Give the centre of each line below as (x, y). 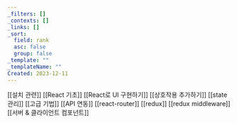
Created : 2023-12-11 (38, 73)
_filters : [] (27, 14)
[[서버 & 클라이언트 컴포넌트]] (48, 112)
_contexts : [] (28, 21)
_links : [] (23, 27)
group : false (33, 54)
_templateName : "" (35, 67)
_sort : (17, 34)
